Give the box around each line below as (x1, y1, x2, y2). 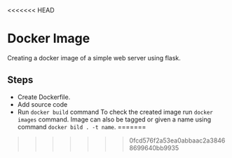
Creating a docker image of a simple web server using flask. (7, 53, 181, 62)
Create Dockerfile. (17, 93, 71, 101)
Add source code (17, 100, 68, 108)
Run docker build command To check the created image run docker (17, 107, 214, 116)
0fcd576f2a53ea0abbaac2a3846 (129, 136, 226, 145)
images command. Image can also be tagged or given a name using (17, 115, 212, 124)
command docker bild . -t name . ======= (17, 122, 146, 131)
